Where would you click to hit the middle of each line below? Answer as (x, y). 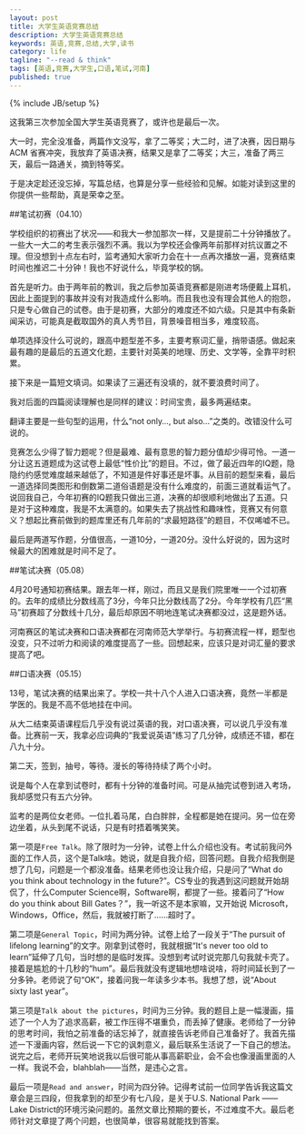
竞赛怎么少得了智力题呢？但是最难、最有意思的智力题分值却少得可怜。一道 (148, 451)
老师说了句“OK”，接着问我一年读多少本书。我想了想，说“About (158, 979)
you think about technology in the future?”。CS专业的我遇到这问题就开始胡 (149, 880)
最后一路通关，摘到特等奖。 (77, 164)
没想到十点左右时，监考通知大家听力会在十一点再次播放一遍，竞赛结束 (164, 256)
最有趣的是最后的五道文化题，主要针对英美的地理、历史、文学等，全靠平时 (148, 351)
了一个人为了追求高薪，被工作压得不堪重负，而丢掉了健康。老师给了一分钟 (156, 1021)
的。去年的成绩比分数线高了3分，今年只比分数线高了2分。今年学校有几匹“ (148, 601)
